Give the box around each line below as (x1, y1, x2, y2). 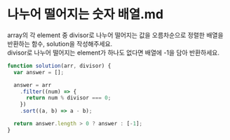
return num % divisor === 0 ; (25, 94, 111, 101)
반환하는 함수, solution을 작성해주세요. (7, 39, 113, 48)
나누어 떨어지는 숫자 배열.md (7, 6, 163, 22)
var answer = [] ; (13, 69, 65, 76)
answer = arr (13, 81, 52, 88)
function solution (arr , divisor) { (7, 62, 111, 69)
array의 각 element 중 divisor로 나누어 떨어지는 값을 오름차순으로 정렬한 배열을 (7, 31, 224, 39)
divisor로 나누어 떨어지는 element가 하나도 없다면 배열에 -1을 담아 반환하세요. (7, 48, 219, 57)
